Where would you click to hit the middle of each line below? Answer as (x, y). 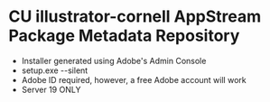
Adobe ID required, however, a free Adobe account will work (134, 79)
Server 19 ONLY (51, 89)
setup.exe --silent (55, 70)
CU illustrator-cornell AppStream (135, 17)
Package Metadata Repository (124, 36)
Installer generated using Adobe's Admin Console (114, 60)
